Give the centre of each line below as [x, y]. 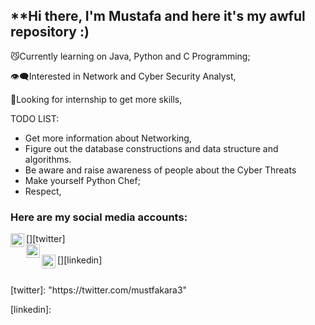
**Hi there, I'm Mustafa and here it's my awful [158, 16]
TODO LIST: [35, 118]
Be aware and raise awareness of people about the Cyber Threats [160, 170]
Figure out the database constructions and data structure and [151, 148]
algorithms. [48, 159]
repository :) [50, 32]
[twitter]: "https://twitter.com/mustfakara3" [99, 290]
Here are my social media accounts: [99, 217]
